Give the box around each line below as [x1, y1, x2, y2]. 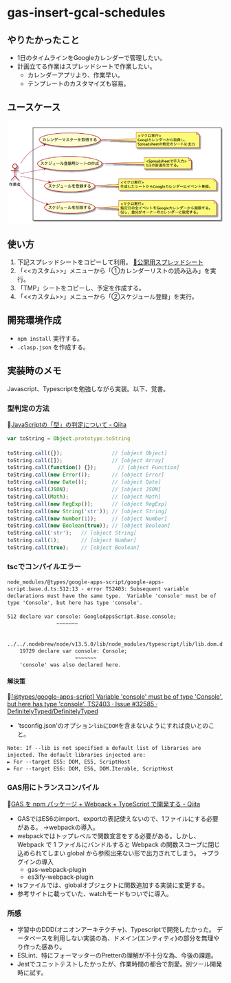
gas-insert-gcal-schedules [7, 5, 166, 21]
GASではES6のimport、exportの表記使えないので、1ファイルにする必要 [16, 814, 219, 822]
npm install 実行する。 [16, 334, 84, 342]
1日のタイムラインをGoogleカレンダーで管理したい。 [16, 54, 166, 61]
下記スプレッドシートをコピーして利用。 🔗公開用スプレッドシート [16, 258, 204, 266]
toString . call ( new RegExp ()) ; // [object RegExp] [7, 500, 168, 508]
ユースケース [7, 101, 60, 113]
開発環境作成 [7, 315, 62, 326]
